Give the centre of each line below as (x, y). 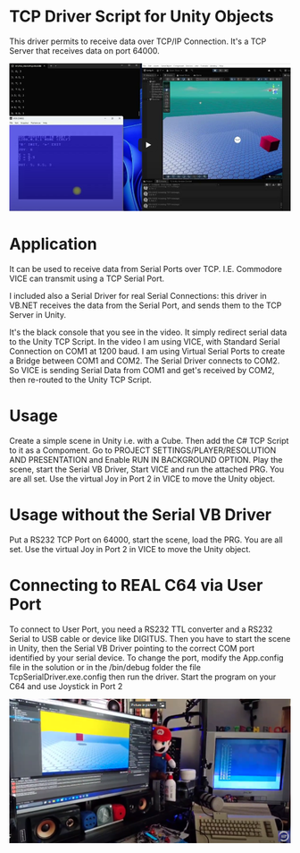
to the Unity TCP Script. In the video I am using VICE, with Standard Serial (145, 341)
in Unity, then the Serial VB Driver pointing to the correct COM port (132, 648)
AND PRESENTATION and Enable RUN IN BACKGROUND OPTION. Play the (146, 459)
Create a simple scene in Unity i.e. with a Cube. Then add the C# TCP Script (149, 440)
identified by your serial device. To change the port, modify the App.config (146, 657)
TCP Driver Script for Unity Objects (142, 17)
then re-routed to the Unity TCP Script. (80, 380)
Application (53, 244)
